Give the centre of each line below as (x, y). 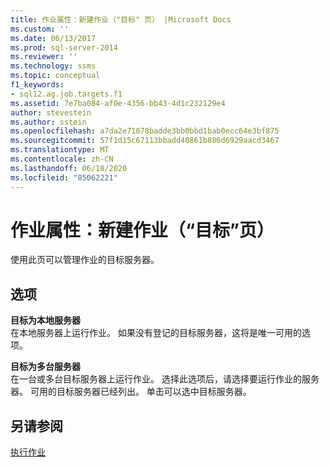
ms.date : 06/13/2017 (53, 38)
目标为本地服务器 (45, 320)
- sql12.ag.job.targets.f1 (66, 94)
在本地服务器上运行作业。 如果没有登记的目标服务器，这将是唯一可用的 (156, 333)
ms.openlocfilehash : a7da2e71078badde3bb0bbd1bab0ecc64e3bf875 (145, 131)
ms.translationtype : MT (60, 150)
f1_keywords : (37, 85)
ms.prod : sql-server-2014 (64, 47)
